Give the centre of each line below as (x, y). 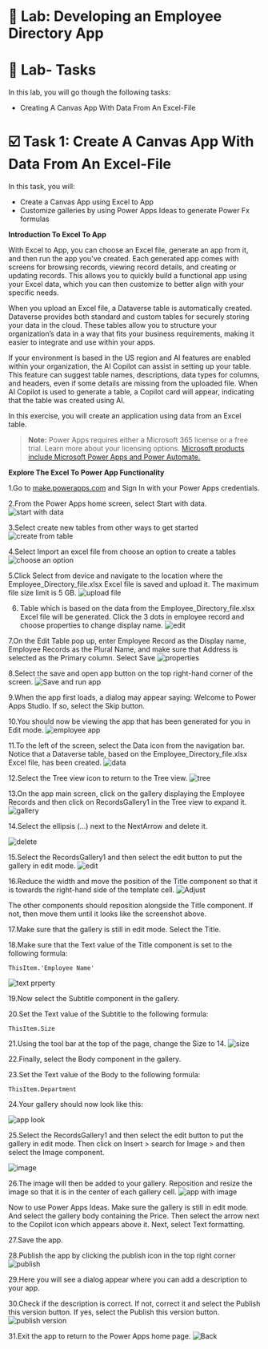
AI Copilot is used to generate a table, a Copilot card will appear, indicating (131, 392)
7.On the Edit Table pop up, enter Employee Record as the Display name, (127, 641)
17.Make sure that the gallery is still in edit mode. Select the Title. (115, 930)
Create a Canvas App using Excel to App (87, 202)
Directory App (56, 33)
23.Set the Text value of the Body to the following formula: (104, 1075)
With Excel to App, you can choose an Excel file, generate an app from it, (128, 250)
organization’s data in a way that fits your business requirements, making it (131, 334)
